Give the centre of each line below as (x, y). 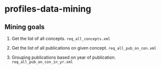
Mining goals (25, 27)
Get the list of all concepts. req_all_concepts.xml (61, 38)
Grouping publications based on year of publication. (64, 57)
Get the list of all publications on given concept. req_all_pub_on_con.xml (84, 48)
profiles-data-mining (48, 9)
